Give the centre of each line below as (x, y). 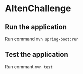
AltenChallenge (38, 9)
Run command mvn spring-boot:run (42, 39)
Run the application (36, 27)
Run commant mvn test (29, 67)
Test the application (37, 55)
